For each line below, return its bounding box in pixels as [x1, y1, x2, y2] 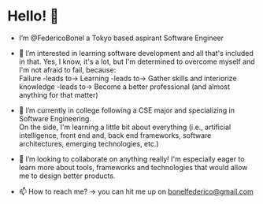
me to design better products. [18, 171, 116, 180]
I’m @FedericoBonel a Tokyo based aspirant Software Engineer [18, 33, 224, 43]
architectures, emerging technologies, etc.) [18, 139, 159, 148]
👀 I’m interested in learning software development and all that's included [18, 48, 254, 57]
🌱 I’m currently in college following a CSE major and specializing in [18, 106, 235, 115]
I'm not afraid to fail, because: [18, 65, 117, 74]
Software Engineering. [18, 113, 92, 123]
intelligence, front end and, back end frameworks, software [18, 130, 212, 140]
